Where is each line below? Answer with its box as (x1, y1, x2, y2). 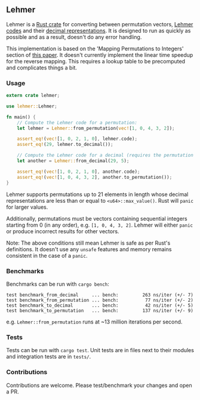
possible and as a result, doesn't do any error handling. (6, 33, 142, 41)
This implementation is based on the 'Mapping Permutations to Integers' (6, 45, 184, 52)
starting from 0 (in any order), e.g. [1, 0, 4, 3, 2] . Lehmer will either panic (6, 221, 193, 228)
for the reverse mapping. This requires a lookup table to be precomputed (6, 57, 186, 65)
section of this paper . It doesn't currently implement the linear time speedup (6, 51, 193, 59)
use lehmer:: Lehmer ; (6, 103, 58, 109)
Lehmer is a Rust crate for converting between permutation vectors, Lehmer (6, 20, 193, 28)
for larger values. (6, 203, 48, 210)
